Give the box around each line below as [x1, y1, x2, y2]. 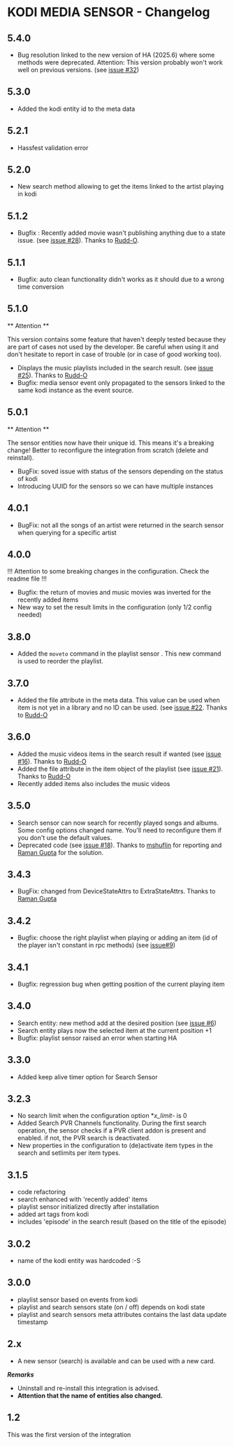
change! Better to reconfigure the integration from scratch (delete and [7, 446, 209, 454]
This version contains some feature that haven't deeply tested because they [7, 335, 226, 344]
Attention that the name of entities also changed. [17, 1391, 163, 1400]
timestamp [17, 1318, 48, 1326]
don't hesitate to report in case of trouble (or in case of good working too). [7, 350, 222, 358]
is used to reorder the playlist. [17, 657, 103, 665]
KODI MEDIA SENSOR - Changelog [7, 4, 211, 20]
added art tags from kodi [17, 1210, 89, 1219]
